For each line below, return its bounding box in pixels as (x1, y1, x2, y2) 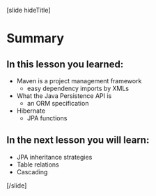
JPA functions (26, 114, 68, 122)
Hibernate (16, 106, 46, 115)
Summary (6, 31, 64, 46)
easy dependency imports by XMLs (26, 84, 130, 92)
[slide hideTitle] (6, 6, 51, 14)
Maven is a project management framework (16, 77, 142, 85)
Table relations (16, 160, 60, 169)
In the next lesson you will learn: (6, 134, 150, 146)
